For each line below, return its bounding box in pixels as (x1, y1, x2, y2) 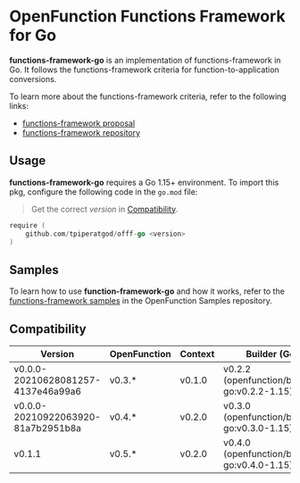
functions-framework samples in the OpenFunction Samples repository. (9, 296, 272, 306)
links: (9, 100, 29, 111)
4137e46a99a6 (13, 386, 82, 397)
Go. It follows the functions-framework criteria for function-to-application (9, 64, 279, 75)
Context (179, 348, 215, 360)
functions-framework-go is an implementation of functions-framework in (9, 54, 281, 65)
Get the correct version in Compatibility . (30, 204, 179, 214)
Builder (246, 348, 278, 360)
